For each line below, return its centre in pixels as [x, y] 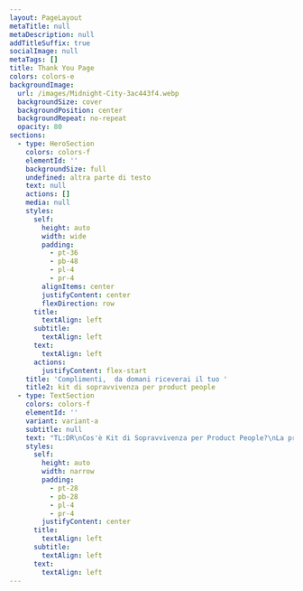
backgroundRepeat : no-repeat [72, 118]
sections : [28, 136]
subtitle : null [54, 429]
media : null [48, 203]
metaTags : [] [34, 60]
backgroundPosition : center [70, 110]
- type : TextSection [56, 396]
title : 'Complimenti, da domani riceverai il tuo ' [127, 379]
